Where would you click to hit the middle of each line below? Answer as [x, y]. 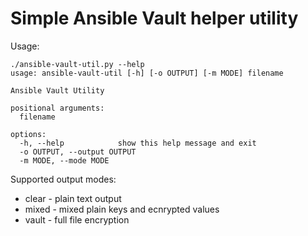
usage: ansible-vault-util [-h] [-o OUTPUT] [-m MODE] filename [147, 73]
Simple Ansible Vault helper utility [154, 18]
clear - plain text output [73, 198]
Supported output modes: [63, 179]
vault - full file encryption [77, 219]
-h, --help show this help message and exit [138, 143]
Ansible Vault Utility [57, 90]
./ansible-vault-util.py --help [77, 64]
